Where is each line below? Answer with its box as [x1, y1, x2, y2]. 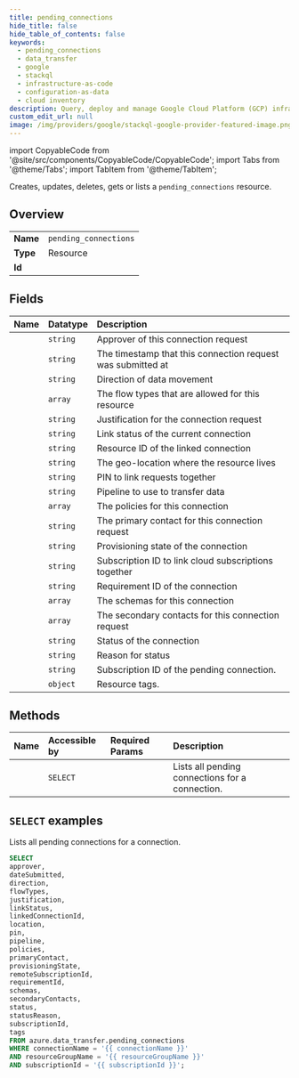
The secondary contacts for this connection [96, 609, 280, 621]
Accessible [47, 734, 96, 747]
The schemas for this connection [96, 594, 234, 606]
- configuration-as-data [17, 87, 109, 96]
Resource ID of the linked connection [96, 442, 252, 454]
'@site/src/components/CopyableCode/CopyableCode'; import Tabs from [9, 155, 280, 165]
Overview [9, 207, 65, 223]
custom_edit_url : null [9, 112, 93, 121]
